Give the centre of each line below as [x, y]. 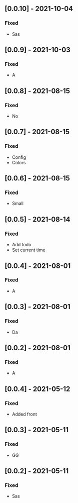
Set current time [28, 250]
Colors [19, 162]
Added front [24, 414]
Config [19, 157]
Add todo [21, 245]
